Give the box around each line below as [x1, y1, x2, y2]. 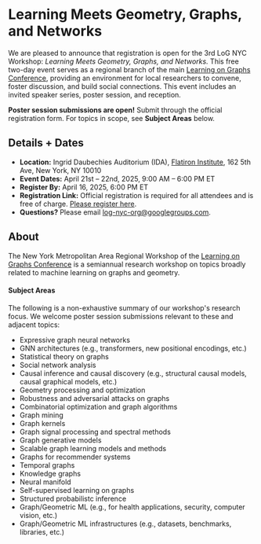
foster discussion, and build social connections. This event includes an [8, 81, 237, 91]
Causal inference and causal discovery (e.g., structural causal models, [19, 368, 247, 378]
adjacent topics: [8, 320, 60, 329]
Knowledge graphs [19, 469, 81, 478]
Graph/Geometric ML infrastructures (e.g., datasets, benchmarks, [19, 519, 232, 528]
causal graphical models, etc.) [19, 377, 118, 386]
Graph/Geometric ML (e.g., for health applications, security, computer [19, 502, 245, 512]
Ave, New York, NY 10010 [19, 165, 102, 175]
